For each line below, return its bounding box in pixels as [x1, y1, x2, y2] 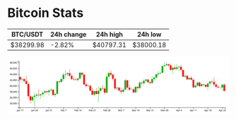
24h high [95, 30, 124, 39]
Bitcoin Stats [7, 5, 84, 21]
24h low [136, 30, 162, 39]
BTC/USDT [11, 30, 44, 39]
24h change [50, 30, 87, 39]
